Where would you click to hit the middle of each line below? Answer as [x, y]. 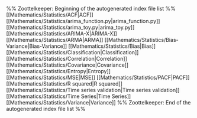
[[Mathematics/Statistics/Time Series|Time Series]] [69, 96]
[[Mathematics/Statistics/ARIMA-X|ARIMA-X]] [62, 34]
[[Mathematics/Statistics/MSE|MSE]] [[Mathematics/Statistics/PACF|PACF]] [98, 77]
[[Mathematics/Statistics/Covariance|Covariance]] [67, 65]
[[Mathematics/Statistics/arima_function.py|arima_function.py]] [83, 21]
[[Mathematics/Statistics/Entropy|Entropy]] [59, 71]
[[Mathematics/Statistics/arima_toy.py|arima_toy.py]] [70, 27]
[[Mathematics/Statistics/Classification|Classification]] [72, 52]
